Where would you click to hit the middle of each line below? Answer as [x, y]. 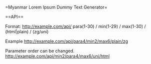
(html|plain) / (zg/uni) [27, 32]
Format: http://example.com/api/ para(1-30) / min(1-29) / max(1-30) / [75, 26]
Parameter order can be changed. [40, 51]
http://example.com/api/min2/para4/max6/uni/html [57, 56]
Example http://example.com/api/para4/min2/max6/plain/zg [67, 41]
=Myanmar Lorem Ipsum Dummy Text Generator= [56, 7]
